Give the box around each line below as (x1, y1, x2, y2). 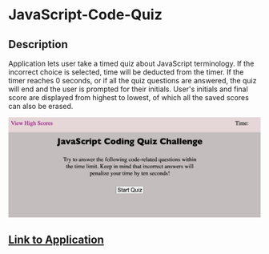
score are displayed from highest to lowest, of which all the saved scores (8, 93, 250, 102)
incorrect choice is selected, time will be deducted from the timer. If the (8, 67, 244, 77)
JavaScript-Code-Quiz (8, 6, 163, 24)
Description (8, 38, 68, 51)
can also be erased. (8, 102, 74, 111)
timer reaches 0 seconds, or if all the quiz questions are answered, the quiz (8, 76, 257, 85)
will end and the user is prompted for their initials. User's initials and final (8, 84, 248, 94)
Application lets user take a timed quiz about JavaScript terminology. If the (8, 58, 255, 68)
